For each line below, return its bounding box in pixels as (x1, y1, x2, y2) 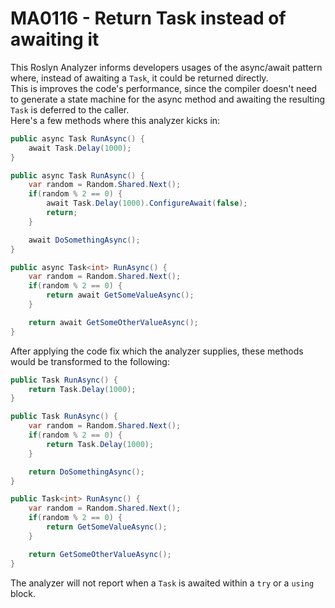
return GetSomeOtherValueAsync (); (28, 549, 172, 559)
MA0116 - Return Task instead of (10, 7, 287, 30)
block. (10, 587, 37, 599)
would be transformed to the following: (10, 355, 170, 367)
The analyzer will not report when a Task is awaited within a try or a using (10, 577, 315, 589)
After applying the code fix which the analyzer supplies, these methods (10, 345, 304, 357)
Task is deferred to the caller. (10, 103, 130, 116)
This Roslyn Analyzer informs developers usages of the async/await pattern (10, 61, 323, 73)
